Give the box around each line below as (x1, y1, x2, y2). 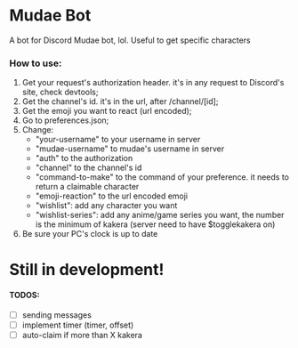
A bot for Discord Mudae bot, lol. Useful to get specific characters (9, 35, 251, 45)
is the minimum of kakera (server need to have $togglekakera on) (35, 219, 276, 230)
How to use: (9, 57, 62, 69)
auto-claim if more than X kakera (21, 329, 142, 340)
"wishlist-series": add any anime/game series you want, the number (35, 210, 285, 221)
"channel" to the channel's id (35, 162, 142, 174)
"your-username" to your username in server (35, 134, 201, 145)
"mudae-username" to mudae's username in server (35, 143, 225, 154)
